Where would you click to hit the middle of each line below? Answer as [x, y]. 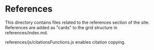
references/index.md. [26, 33]
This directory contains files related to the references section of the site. [77, 22]
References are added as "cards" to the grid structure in [61, 27]
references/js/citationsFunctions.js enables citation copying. [65, 42]
